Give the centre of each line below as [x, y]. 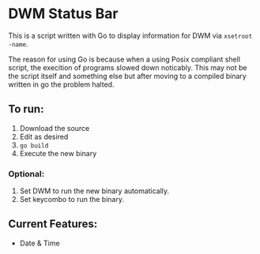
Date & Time [40, 243]
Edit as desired [44, 136]
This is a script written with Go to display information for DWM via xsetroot [130, 35]
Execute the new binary [58, 153]
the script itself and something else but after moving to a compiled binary [127, 76]
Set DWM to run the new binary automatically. [94, 191]
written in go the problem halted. [61, 84]
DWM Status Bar [63, 14]
